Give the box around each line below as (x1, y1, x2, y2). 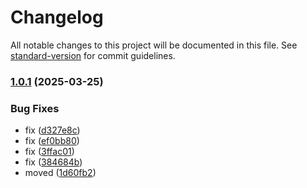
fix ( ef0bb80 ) (24, 135, 80, 147)
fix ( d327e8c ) (24, 124, 81, 136)
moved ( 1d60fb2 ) (24, 167, 97, 179)
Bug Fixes (10, 101, 60, 115)
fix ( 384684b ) (24, 156, 83, 168)
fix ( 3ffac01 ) (24, 146, 75, 158)
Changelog (10, 6, 104, 29)
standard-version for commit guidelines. (10, 49, 176, 61)
